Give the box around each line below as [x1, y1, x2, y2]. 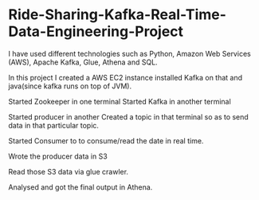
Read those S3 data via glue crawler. [8, 167, 129, 176]
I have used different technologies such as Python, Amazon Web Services [8, 49, 251, 58]
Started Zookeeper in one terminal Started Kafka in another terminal [8, 96, 231, 106]
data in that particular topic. [8, 120, 100, 130]
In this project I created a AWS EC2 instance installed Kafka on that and [8, 73, 243, 82]
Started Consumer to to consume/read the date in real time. [8, 135, 204, 145]
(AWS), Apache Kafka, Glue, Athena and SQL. [8, 57, 158, 67]
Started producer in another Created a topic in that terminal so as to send [8, 112, 249, 121]
